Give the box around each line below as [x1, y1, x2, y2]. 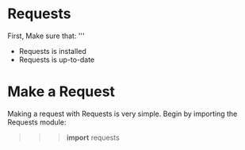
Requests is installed [18, 46, 86, 56]
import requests [66, 133, 120, 142]
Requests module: [7, 117, 67, 127]
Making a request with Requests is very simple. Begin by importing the [7, 109, 238, 118]
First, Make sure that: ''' [7, 31, 85, 40]
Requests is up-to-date [18, 55, 95, 64]
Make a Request [7, 83, 116, 101]
